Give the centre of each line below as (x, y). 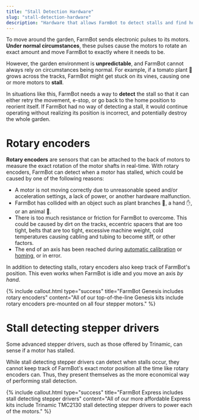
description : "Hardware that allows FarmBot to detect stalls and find (96, 23)
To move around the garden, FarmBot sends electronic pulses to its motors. (98, 40)
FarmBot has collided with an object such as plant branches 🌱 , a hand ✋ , (103, 203)
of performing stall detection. (42, 381)
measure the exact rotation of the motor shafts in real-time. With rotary (93, 166)
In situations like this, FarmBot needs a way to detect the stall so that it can (98, 94)
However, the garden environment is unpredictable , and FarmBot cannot (95, 63)
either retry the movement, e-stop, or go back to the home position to (91, 100)
